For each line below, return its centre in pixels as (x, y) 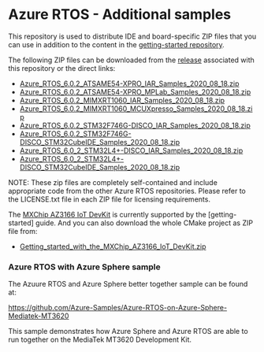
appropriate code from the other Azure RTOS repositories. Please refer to (127, 191)
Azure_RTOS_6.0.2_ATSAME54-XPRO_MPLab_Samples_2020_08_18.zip (135, 91)
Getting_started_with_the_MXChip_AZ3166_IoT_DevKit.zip (113, 246)
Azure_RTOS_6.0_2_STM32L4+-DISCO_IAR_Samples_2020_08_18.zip (131, 150)
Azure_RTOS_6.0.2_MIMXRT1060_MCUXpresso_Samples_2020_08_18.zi (136, 109)
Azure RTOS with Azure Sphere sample (84, 267)
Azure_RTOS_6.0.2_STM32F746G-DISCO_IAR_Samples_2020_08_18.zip (135, 125)
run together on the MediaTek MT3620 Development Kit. (100, 339)
